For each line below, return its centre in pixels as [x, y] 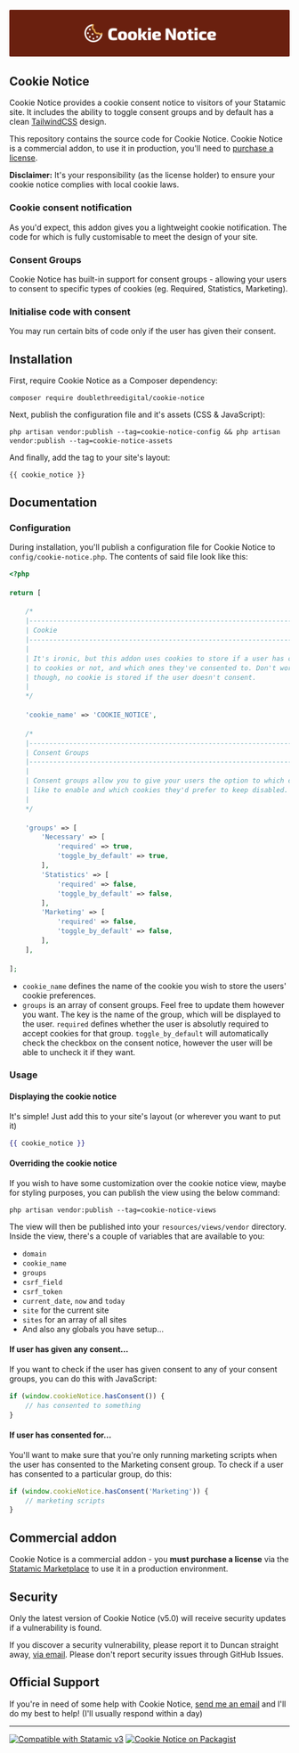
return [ [25, 593]
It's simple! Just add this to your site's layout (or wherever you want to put [145, 1116]
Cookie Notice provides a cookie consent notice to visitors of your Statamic [148, 102]
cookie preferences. [59, 995]
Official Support [54, 1682]
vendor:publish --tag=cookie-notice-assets [91, 441]
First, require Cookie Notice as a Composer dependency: [113, 381]
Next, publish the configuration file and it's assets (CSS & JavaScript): [137, 414]
